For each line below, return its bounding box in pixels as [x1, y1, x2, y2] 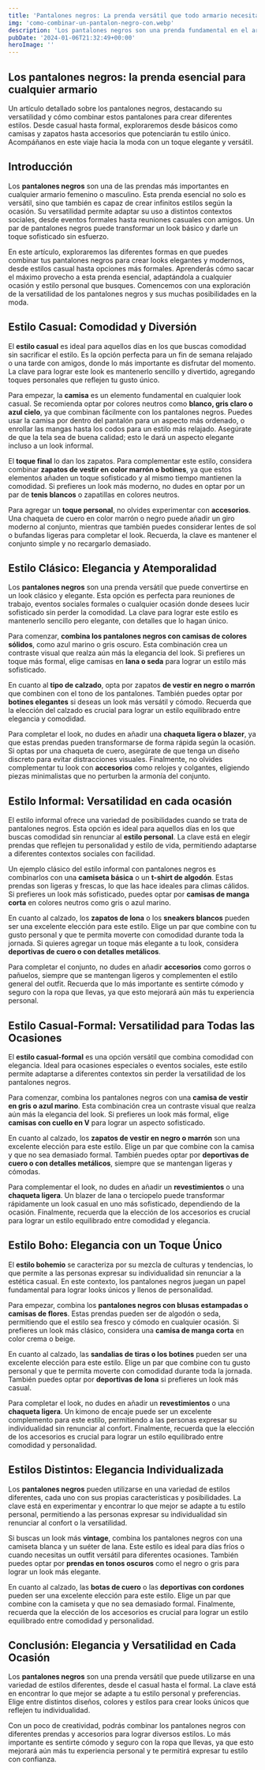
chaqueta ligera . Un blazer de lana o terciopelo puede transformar [8, 1191, 225, 1200]
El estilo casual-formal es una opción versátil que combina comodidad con [8, 1052, 254, 1061]
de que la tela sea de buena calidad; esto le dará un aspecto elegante [8, 432, 234, 442]
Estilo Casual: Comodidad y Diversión [8, 320, 197, 334]
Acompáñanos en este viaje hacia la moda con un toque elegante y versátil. [8, 137, 254, 146]
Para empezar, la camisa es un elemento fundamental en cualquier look [8, 390, 242, 400]
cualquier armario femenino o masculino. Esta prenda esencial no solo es [8, 189, 246, 199]
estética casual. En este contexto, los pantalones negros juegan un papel [8, 1276, 246, 1286]
